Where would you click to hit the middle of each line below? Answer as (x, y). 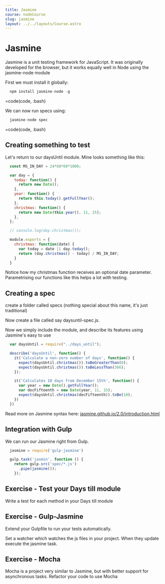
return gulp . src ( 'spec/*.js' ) (46, 464)
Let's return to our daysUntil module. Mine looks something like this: (75, 157)
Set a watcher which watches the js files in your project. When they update (82, 538)
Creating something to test (48, 145)
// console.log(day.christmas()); (45, 231)
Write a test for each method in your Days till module (59, 501)
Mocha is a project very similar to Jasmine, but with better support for (77, 571)
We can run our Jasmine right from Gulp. (47, 441)
